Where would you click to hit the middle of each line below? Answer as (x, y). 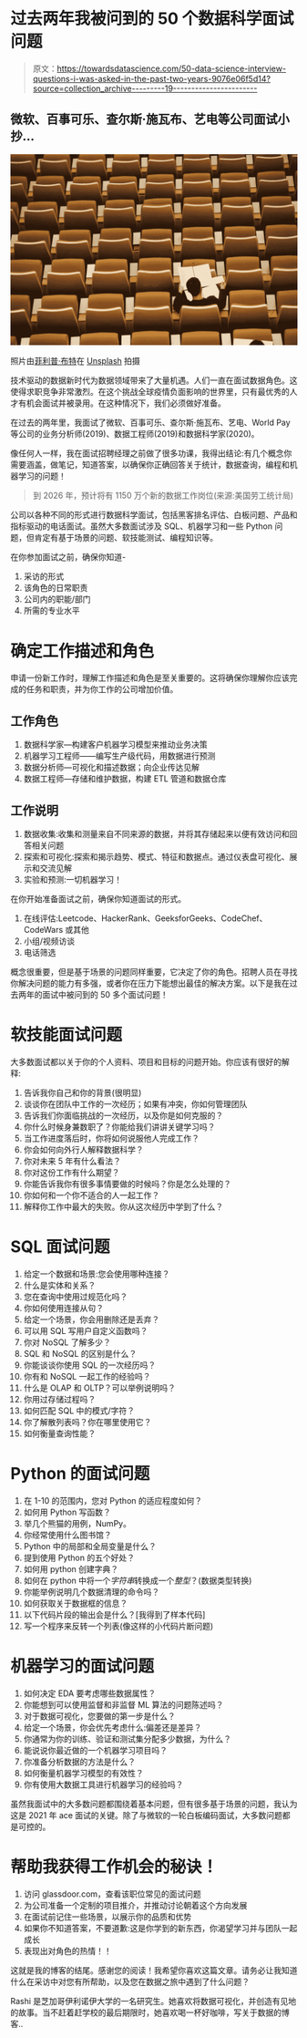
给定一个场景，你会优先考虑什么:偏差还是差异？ (113, 1727)
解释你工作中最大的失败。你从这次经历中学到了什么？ (123, 1206)
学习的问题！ (42, 476)
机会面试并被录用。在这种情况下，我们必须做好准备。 (126, 403)
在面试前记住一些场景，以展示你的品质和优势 (107, 1917)
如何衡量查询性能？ (60, 1433)
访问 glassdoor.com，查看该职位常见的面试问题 (112, 1894)
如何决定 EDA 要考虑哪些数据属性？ (90, 1693)
